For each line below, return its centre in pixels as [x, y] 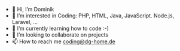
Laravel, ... [25, 22]
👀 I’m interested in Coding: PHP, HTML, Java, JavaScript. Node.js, [93, 16]
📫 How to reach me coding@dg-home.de [63, 41]
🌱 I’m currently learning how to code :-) [60, 28]
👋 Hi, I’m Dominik [33, 9]
